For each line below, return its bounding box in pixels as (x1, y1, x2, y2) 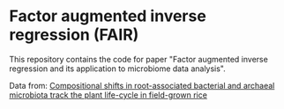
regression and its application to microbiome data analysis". (9, 63, 227, 74)
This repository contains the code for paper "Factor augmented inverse (9, 54, 269, 64)
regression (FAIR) (9, 25, 139, 45)
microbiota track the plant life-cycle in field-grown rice (9, 90, 207, 100)
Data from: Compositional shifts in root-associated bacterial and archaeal (9, 80, 275, 91)
